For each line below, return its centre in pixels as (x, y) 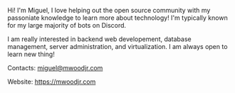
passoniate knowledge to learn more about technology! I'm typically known (117, 18)
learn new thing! (31, 54)
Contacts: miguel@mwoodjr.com (55, 68)
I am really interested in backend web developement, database (99, 39)
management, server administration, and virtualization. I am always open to (117, 46)
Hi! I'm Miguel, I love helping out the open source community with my (109, 10)
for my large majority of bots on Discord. (67, 25)
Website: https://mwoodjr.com (52, 82)
